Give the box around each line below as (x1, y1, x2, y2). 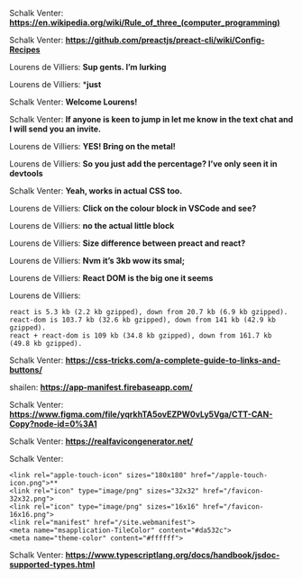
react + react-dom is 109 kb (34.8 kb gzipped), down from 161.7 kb (9, 331, 272, 340)
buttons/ (9, 365, 43, 375)
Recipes (9, 44, 41, 55)
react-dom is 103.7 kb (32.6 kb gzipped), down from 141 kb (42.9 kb (9, 315, 277, 324)
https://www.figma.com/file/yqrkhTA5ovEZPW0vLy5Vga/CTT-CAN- (9, 409, 273, 420)
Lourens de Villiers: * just (9, 79, 102, 89)
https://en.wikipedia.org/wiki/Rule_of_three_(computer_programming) (9, 17, 281, 28)
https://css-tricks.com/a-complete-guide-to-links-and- (65, 355, 281, 366)
